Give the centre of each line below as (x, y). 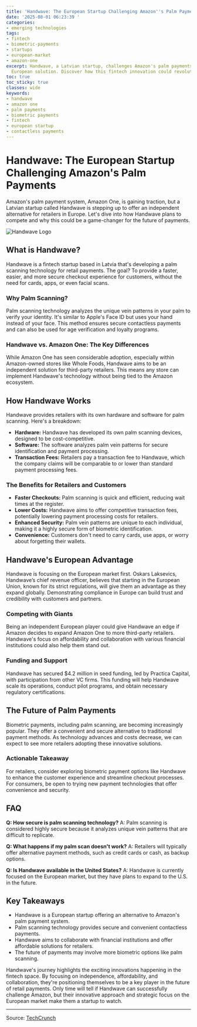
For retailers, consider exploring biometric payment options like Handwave (96, 771)
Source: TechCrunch (31, 1018)
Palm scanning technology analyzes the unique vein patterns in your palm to (98, 311)
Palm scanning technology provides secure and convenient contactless (101, 927)
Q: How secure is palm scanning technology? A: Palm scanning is (87, 822)
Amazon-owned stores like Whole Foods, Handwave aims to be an (86, 363)
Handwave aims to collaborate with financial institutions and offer (94, 940)
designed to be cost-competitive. (55, 439)
